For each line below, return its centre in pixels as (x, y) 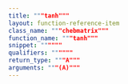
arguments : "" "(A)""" (44, 68)
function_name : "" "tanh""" (53, 38)
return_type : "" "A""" (44, 61)
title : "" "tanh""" (39, 16)
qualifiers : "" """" (41, 53)
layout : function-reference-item (64, 23)
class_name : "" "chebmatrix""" (59, 30)
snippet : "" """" (35, 46)
